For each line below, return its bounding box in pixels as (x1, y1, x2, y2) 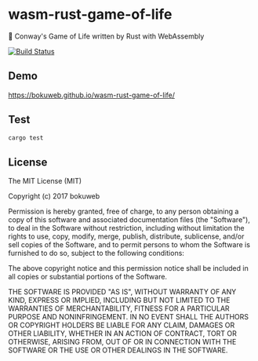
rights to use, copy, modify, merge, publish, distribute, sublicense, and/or (8, 232, 245, 241)
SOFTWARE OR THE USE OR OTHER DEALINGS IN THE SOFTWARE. (8, 345, 228, 355)
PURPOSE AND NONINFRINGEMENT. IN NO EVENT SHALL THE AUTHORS (8, 312, 249, 322)
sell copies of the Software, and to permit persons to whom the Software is (8, 240, 251, 250)
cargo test (8, 133, 44, 142)
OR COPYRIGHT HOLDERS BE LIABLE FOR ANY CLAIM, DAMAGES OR (8, 320, 235, 330)
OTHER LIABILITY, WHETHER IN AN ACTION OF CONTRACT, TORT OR (8, 329, 237, 338)
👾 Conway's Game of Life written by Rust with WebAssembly (8, 31, 205, 41)
